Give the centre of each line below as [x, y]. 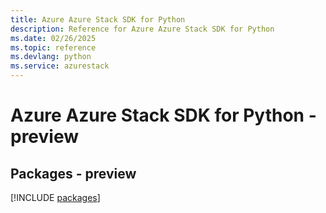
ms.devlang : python [51, 57]
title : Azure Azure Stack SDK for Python [98, 19]
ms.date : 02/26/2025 [53, 38]
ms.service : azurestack [60, 66]
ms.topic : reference [53, 47]
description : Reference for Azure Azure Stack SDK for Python [142, 29]
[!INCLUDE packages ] [55, 197]
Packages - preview [73, 173]
